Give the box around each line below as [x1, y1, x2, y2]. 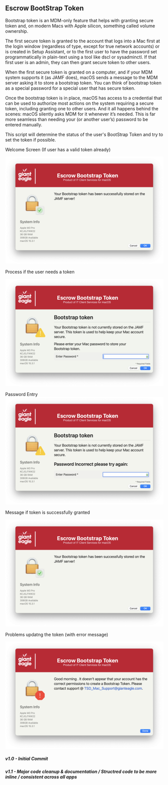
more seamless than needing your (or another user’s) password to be [5, 116, 148, 122]
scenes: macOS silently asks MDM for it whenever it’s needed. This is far [5, 111, 156, 117]
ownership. [5, 28, 29, 34]
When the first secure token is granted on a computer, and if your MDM [5, 69, 153, 75]
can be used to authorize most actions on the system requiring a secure [5, 100, 154, 106]
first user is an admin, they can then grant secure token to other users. [5, 59, 151, 65]
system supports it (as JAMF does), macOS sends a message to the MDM [5, 74, 158, 80]
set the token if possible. [5, 137, 56, 143]
